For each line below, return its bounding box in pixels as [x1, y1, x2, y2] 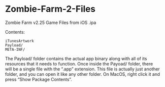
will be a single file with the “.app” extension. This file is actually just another [5, 66, 160, 72]
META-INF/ [5, 47, 26, 52]
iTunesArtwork [5, 38, 34, 43]
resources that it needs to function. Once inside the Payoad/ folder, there [5, 61, 153, 66]
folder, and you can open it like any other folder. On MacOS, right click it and [5, 71, 160, 77]
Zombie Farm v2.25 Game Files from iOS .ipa [5, 20, 97, 25]
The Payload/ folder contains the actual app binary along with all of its [5, 55, 147, 62]
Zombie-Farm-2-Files [5, 3, 96, 15]
